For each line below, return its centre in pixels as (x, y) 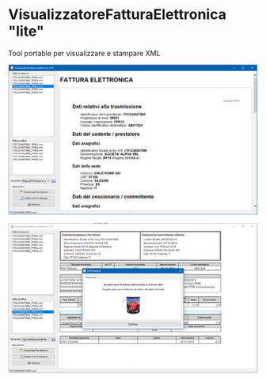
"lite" (27, 31)
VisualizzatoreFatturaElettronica (118, 15)
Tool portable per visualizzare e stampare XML (84, 53)
